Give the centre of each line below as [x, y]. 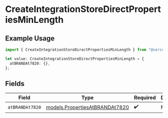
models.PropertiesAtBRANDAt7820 [87, 107]
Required [145, 97]
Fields [15, 83]
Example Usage [30, 38]
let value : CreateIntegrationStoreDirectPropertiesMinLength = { [74, 58]
